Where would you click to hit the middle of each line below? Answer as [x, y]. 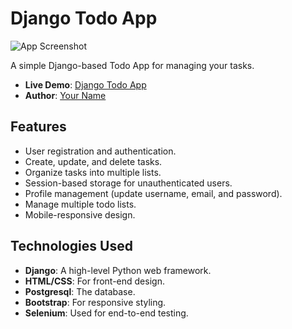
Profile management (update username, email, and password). [153, 193]
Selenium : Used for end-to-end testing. [106, 313]
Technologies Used [71, 246]
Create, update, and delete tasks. [93, 161]
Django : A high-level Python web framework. [118, 270]
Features [38, 127]
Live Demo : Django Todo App [85, 84]
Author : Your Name [65, 95]
